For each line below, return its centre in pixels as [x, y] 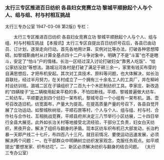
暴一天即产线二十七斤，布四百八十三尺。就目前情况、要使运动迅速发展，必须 [82, 135]
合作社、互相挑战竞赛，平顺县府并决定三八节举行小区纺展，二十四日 [86, 116]
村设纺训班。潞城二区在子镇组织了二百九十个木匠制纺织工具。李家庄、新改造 [82, 86]
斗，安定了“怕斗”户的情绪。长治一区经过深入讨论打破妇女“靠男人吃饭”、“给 [80, 61]
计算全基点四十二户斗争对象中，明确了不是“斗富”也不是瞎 [101, 55]
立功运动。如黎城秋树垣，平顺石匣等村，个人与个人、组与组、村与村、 [84, 110]
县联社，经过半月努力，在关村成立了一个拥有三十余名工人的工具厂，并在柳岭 [82, 80]
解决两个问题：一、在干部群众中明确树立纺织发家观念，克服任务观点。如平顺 [82, 140]
